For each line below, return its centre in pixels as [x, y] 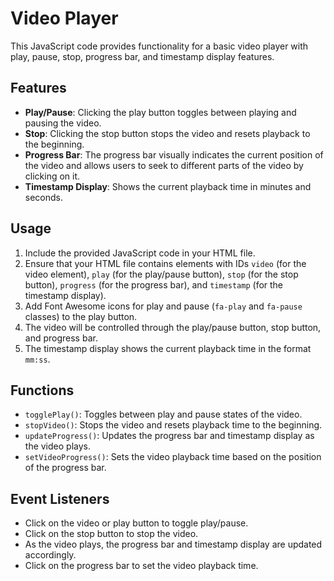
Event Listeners [60, 498]
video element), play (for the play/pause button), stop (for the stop [161, 274]
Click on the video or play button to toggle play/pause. [136, 523]
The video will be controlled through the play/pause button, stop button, [173, 327]
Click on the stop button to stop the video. [111, 534]
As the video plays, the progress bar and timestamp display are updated [173, 544]
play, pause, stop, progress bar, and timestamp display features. [142, 56]
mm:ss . [37, 359]
